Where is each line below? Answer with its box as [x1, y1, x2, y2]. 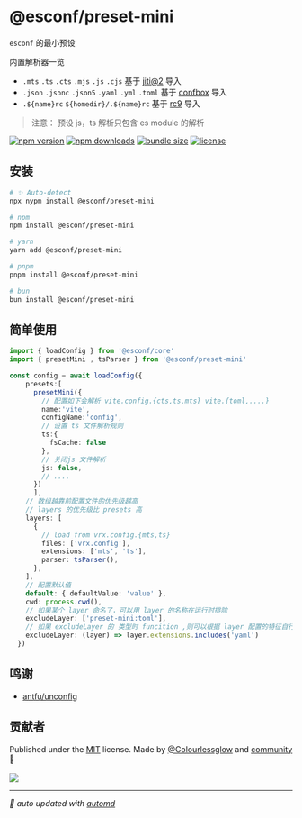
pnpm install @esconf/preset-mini [9, 270, 139, 279]
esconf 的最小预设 [9, 37, 75, 48]
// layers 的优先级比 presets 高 [25, 505, 143, 514]
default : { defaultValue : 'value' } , [25, 588, 167, 598]
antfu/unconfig [22, 691, 78, 702]
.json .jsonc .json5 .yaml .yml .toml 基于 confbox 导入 [22, 86, 227, 97]
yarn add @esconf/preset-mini [9, 246, 123, 255]
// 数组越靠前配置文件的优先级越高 [25, 497, 138, 506]
